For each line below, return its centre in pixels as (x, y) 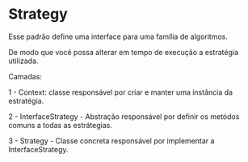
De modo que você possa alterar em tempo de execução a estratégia (124, 52)
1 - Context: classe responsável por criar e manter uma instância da (120, 92)
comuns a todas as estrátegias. (61, 125)
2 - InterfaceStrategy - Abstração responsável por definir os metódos (124, 116)
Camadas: (25, 76)
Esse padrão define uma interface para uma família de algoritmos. (118, 36)
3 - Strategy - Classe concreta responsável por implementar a (111, 141)
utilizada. (23, 61)
